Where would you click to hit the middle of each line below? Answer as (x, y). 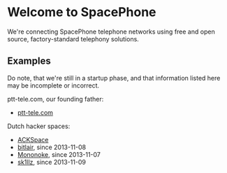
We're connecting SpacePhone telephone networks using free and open (111, 32)
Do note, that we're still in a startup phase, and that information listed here (114, 78)
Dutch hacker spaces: (39, 126)
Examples (29, 61)
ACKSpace (33, 139)
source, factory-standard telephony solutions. (73, 39)
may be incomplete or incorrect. (53, 85)
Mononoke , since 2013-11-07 (59, 154)
